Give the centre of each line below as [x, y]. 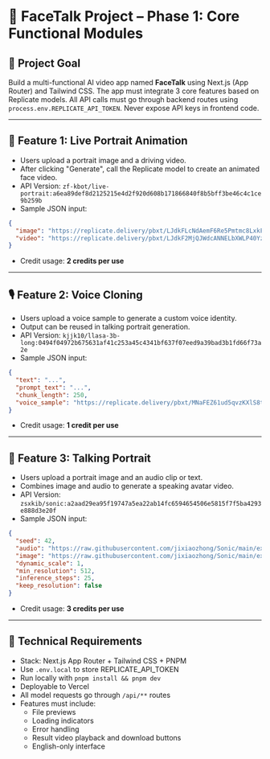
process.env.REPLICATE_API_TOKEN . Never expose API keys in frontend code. [134, 108]
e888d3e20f [38, 511]
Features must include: [58, 704]
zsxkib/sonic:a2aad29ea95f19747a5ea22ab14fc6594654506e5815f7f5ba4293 [141, 504]
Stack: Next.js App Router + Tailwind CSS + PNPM [103, 661]
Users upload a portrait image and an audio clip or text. [111, 478]
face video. [39, 177]
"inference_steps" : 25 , [55, 578]
